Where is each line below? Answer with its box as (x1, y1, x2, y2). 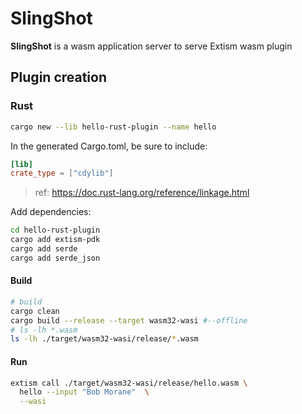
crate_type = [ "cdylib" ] (10, 168, 114, 179)
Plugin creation (10, 69, 108, 86)
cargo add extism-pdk (10, 235, 101, 245)
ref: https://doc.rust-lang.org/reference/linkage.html (34, 187, 250, 199)
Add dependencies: (10, 206, 92, 218)
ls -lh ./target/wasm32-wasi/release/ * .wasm (10, 334, 199, 344)
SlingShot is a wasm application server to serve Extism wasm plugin (10, 40, 293, 52)
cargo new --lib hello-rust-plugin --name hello (10, 122, 217, 132)
